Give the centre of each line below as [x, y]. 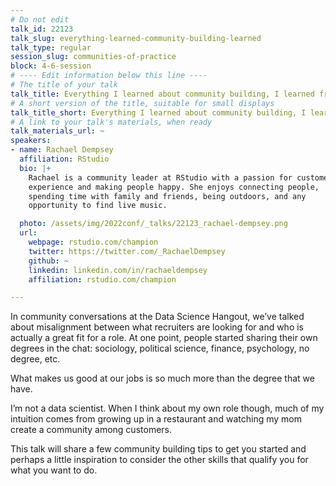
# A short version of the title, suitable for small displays [142, 103]
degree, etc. [35, 359]
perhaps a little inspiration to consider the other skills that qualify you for [159, 460]
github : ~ [49, 261]
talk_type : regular [51, 47]
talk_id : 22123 [42, 29]
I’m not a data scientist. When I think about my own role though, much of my [167, 408]
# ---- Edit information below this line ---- [109, 76]
